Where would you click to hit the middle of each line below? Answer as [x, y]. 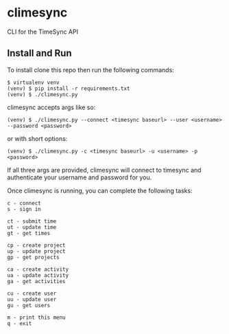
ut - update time [32, 227]
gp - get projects [33, 257]
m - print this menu [37, 318]
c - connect [24, 203]
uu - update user [32, 299]
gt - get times [29, 233]
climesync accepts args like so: [51, 107]
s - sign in [24, 209]
